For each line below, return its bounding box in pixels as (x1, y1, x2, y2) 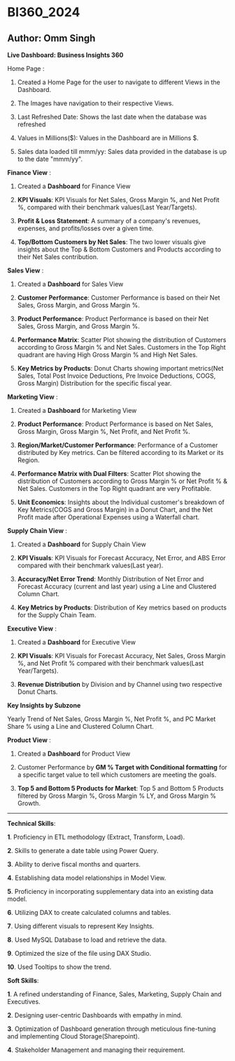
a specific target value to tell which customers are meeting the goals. (17, 770, 217, 779)
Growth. (17, 799, 41, 808)
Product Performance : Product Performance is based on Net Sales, (17, 420, 213, 428)
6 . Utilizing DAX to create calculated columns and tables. (7, 909, 171, 916)
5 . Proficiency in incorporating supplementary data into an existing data (7, 888, 214, 895)
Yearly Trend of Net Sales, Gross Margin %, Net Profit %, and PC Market (7, 715, 216, 723)
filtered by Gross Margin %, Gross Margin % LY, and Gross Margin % (17, 791, 217, 800)
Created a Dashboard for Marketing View (17, 407, 137, 414)
